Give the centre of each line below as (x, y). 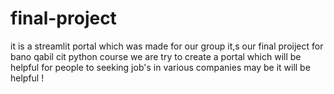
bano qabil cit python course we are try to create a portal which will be (156, 56)
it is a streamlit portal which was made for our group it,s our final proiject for (167, 46)
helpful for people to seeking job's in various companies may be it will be (160, 67)
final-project (63, 18)
